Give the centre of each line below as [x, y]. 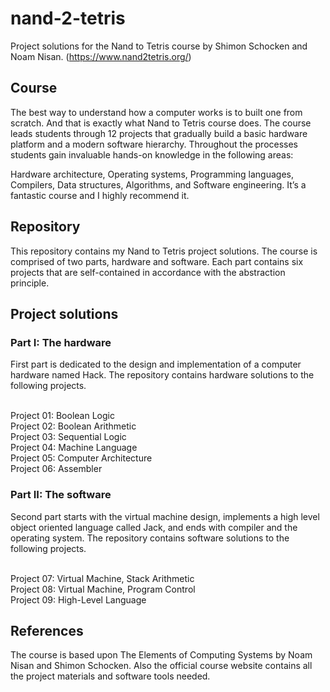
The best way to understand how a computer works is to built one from [156, 112]
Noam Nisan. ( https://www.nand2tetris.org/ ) [101, 56]
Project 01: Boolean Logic [62, 416]
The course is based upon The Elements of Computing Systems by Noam [161, 655]
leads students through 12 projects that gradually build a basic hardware [159, 133]
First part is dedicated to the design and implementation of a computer [156, 364]
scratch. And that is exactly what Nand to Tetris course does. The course [161, 123]
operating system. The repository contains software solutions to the [150, 538]
